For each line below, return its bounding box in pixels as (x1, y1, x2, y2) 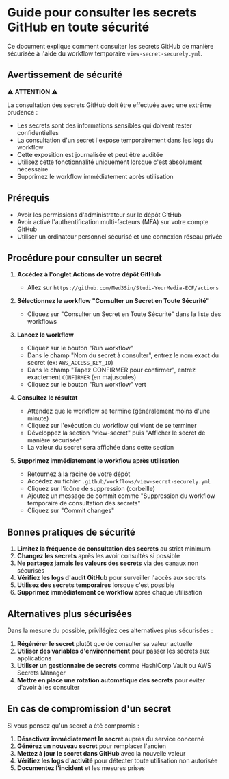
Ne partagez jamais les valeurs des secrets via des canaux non (16, 559, 199, 567)
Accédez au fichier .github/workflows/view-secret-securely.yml (27, 477, 211, 486)
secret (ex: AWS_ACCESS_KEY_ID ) (27, 359, 114, 367)
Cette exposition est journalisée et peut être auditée (16, 150, 163, 158)
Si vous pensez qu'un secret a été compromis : (7, 721, 139, 730)
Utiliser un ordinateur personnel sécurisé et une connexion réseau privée (16, 232, 223, 241)
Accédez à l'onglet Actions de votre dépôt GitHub (16, 270, 161, 278)
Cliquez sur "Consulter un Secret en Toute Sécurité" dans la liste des (27, 310, 221, 318)
